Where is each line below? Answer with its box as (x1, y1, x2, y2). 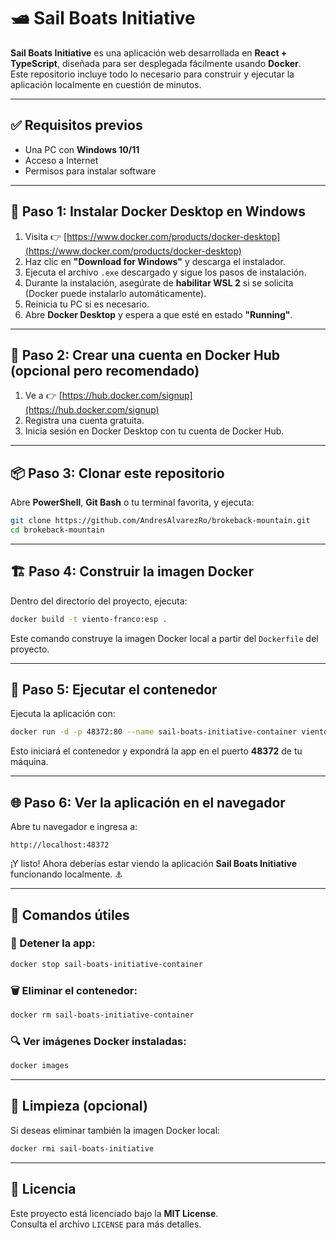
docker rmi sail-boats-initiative (10, 1143, 155, 1154)
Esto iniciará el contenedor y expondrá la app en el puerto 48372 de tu (10, 745, 303, 757)
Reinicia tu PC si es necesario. (24, 298, 150, 310)
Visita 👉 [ (24, 230, 68, 242)
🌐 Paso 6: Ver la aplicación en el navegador (10, 794, 286, 811)
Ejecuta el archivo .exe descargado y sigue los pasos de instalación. (24, 266, 307, 278)
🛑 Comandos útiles (10, 906, 130, 924)
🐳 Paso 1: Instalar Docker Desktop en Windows (10, 203, 306, 220)
